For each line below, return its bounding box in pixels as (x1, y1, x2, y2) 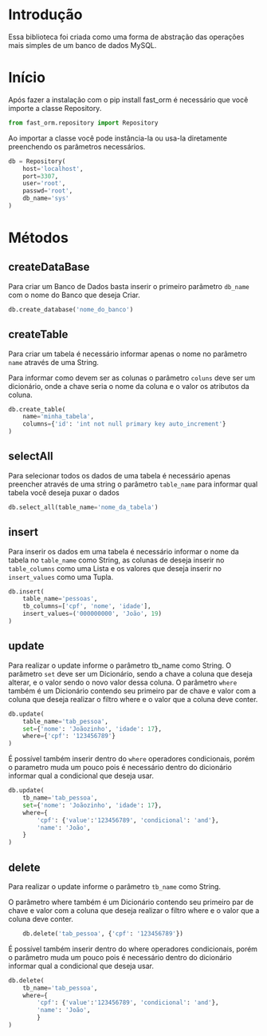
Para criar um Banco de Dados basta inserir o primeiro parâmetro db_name (8, 281, 249, 291)
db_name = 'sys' (22, 194, 69, 203)
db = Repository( (8, 157, 66, 165)
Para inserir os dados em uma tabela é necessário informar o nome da (8, 546, 239, 556)
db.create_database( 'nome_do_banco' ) (8, 305, 134, 313)
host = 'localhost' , (22, 165, 84, 173)
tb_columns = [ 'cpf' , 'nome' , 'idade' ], (22, 602, 151, 610)
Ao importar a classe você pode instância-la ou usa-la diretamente (8, 133, 227, 143)
